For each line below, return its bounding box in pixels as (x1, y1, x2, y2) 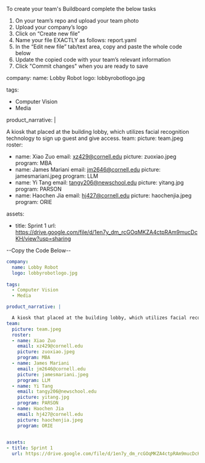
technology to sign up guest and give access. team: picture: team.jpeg (6, 134, 184, 142)
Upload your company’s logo (15, 24, 88, 31)
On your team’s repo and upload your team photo (15, 17, 139, 24)
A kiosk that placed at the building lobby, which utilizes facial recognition (6, 128, 189, 135)
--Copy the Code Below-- (6, 247, 71, 254)
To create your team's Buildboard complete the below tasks (6, 5, 157, 12)
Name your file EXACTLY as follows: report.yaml (15, 37, 137, 43)
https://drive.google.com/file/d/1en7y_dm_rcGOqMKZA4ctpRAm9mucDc (15, 228, 198, 236)
